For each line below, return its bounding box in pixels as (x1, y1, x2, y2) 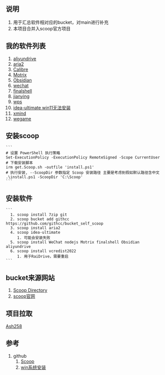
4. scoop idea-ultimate (10, 230, 60, 235)
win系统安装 (20, 364, 46, 370)
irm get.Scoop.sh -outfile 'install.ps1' (6, 165, 95, 170)
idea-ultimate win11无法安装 (13, 104, 71, 110)
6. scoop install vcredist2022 (10, 248, 76, 254)
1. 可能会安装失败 (17, 235, 51, 240)
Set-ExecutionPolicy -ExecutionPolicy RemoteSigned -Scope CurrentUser (6, 155, 160, 160)
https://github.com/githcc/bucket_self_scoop (6, 221, 103, 226)
